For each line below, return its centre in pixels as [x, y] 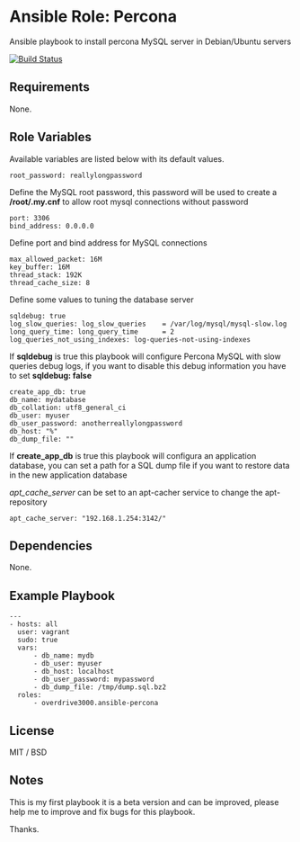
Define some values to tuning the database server [102, 300]
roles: [30, 695]
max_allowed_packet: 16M [56, 259]
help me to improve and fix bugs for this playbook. [102, 811]
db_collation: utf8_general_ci [68, 408]
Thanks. [24, 829]
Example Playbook [62, 596]
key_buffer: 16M [40, 267]
